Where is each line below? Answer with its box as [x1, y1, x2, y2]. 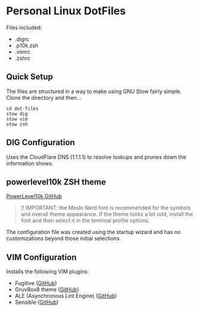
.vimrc [14, 48, 31, 55]
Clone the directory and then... [6, 94, 82, 101]
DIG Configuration [6, 137, 75, 147]
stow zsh [6, 121, 28, 127]
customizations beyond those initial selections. [6, 235, 121, 242]
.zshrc [14, 54, 31, 61]
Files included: [6, 24, 42, 31]
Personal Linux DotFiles [6, 4, 126, 18]
